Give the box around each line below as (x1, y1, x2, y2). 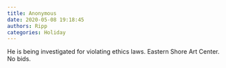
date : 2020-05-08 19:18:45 (7, 16, 84, 23)
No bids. (7, 55, 31, 63)
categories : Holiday (7, 29, 67, 36)
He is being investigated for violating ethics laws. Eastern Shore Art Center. (7, 48, 220, 56)
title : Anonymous (7, 10, 57, 17)
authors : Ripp (7, 22, 48, 29)
